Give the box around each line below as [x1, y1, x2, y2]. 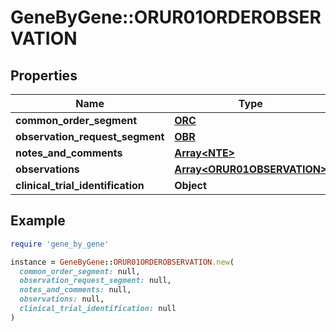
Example [10, 212, 66, 230]
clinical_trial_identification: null [19, 304, 177, 314]
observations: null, [19, 294, 105, 305]
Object [174, 179, 207, 192]
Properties [10, 67, 78, 84]
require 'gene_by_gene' [10, 239, 110, 249]
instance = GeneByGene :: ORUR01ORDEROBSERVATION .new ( [10, 257, 235, 267]
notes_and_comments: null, [19, 285, 132, 295]
